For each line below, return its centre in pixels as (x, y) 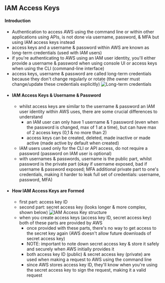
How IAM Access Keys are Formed (48, 191)
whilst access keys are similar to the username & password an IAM (87, 106)
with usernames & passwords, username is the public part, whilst (85, 159)
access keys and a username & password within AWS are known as (80, 47)
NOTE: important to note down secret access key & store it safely (93, 244)
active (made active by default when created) (73, 143)
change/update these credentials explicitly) (56, 84)
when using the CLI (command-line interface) (58, 68)
